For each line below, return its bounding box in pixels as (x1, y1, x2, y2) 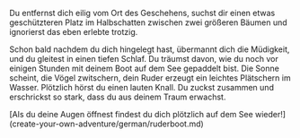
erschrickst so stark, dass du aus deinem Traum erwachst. (9, 91, 226, 102)
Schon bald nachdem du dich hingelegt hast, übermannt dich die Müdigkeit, (9, 44, 290, 55)
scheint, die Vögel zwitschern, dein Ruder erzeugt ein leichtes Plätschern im (9, 73, 291, 83)
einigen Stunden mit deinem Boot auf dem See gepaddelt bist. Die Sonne (9, 63, 280, 73)
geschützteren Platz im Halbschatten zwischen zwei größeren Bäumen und (9, 17, 287, 28)
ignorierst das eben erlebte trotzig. (9, 27, 138, 37)
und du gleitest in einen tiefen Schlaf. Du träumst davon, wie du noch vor (9, 54, 278, 64)
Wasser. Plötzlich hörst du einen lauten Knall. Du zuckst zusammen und (9, 82, 274, 92)
